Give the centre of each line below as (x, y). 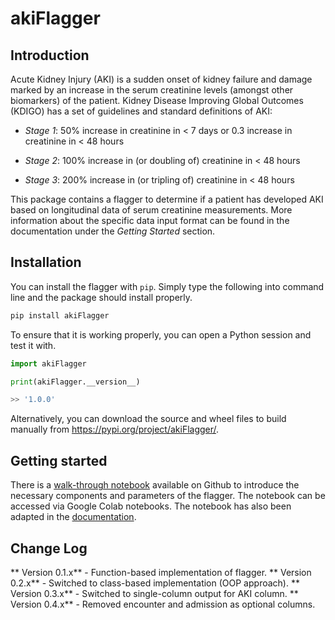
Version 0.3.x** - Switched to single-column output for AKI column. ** (154, 593)
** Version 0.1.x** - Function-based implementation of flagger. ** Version (161, 572)
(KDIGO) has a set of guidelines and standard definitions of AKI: (141, 111)
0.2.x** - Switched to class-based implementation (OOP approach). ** (155, 583)
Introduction (50, 55)
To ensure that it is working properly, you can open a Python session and (161, 334)
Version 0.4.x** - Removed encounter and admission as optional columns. (163, 604)
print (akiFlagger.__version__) (75, 382)
